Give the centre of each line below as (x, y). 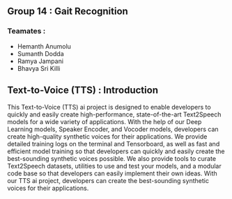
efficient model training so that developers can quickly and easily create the (116, 151)
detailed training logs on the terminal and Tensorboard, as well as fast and (114, 144)
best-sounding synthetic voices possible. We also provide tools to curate (112, 158)
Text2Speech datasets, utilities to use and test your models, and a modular (114, 166)
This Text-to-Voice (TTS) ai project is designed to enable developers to (109, 107)
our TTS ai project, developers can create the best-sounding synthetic (108, 180)
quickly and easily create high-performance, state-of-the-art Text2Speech (114, 114)
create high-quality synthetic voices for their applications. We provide (107, 136)
